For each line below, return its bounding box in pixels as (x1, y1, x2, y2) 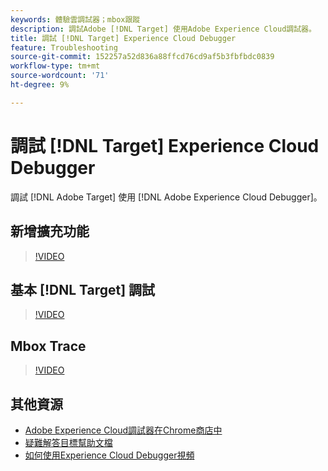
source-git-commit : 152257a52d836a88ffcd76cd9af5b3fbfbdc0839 (10, 52, 275, 62)
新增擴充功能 (10, 223, 90, 240)
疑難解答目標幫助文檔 (24, 436, 113, 448)
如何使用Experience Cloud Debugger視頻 (24, 449, 195, 461)
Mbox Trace (10, 337, 87, 355)
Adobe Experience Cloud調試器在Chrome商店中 (24, 424, 223, 436)
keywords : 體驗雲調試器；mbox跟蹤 (10, 14, 141, 25)
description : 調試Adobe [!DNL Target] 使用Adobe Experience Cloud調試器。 (10, 24, 317, 34)
